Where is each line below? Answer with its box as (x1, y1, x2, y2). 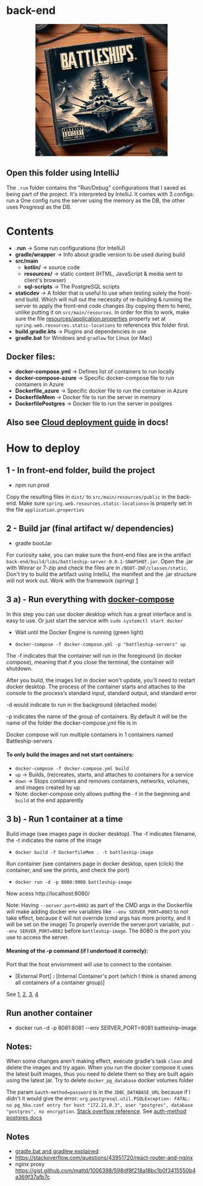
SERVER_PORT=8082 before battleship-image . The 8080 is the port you (19, 927, 191, 934)
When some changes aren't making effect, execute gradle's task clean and (6, 1057, 193, 1065)
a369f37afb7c (14, 1173, 50, 1181)
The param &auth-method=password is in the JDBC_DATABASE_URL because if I (6, 1088, 191, 1096)
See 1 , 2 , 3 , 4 (6, 990, 39, 998)
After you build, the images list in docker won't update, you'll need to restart (6, 676, 195, 684)
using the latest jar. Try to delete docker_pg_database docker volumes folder (6, 1077, 194, 1084)
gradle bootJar (14, 539, 53, 547)
